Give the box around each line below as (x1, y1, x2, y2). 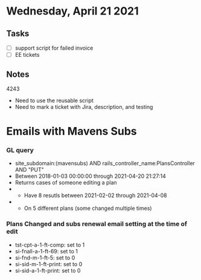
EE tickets (14, 51, 40, 59)
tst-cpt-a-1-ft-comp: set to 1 (14, 241, 85, 249)
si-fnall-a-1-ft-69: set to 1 (14, 247, 78, 255)
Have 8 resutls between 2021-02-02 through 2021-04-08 (24, 192, 167, 199)
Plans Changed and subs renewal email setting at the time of (6, 220, 188, 228)
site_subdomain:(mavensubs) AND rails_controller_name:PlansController (14, 160, 195, 167)
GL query (6, 146, 34, 155)
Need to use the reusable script (14, 97, 94, 104)
